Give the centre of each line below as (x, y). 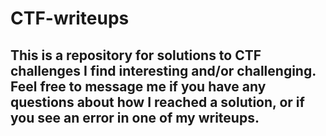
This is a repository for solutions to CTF (136, 55)
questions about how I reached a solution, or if (157, 102)
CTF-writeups (70, 18)
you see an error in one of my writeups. (135, 117)
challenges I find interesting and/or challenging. (163, 70)
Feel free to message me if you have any (138, 86)
